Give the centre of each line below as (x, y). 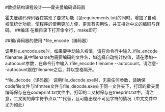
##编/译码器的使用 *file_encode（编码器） (48, 40)
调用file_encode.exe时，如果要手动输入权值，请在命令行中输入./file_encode (82, 51)
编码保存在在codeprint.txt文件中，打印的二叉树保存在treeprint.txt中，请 (77, 92)
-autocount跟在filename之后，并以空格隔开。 (51, 70)
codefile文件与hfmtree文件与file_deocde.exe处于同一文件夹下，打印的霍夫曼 (82, 86)
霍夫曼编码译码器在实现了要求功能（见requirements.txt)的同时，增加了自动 (81, 18)
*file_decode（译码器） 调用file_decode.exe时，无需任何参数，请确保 (75, 80)
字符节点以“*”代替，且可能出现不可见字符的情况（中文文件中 (96, 98)
